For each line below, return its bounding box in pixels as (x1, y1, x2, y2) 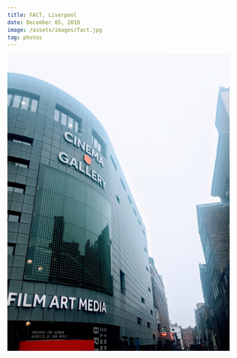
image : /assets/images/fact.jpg (7, 26, 102, 33)
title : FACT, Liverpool (7, 11, 78, 18)
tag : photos (7, 34, 42, 41)
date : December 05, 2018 (7, 18, 80, 26)
